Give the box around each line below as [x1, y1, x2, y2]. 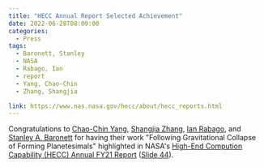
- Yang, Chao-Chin [15, 79, 79, 88]
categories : [8, 27, 49, 35]
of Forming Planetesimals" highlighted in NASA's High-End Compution [8, 141, 243, 151]
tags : [8, 42, 27, 50]
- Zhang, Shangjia [15, 87, 79, 96]
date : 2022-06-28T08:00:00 [8, 19, 100, 28]
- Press [15, 34, 42, 43]
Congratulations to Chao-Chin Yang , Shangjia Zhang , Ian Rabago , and [8, 124, 241, 134]
